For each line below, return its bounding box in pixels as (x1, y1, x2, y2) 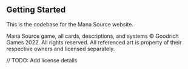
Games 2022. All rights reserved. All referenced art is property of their (6, 38, 182, 46)
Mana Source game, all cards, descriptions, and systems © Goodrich (6, 32, 179, 40)
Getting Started (6, 5, 66, 15)
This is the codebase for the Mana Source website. (6, 20, 133, 28)
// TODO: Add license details (6, 56, 78, 64)
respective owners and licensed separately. (6, 45, 115, 52)
